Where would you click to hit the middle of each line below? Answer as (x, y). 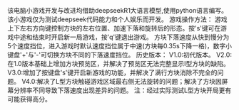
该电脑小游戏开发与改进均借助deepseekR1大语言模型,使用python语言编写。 (118, 10)
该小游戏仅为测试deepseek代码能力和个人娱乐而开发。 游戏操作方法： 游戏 (117, 19)
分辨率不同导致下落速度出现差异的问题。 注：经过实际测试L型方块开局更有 (122, 90)
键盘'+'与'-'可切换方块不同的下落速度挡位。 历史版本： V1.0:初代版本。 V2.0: (119, 55)
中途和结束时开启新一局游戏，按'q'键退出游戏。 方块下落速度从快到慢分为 (121, 37)
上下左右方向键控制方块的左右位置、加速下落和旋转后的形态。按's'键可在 (114, 28)
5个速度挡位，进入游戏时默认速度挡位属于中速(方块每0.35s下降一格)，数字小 (119, 46)
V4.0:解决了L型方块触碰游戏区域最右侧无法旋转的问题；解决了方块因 (122, 81)
